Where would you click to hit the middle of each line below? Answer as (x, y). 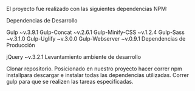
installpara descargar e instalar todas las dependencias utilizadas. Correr (98, 75)
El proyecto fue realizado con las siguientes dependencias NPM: (87, 9)
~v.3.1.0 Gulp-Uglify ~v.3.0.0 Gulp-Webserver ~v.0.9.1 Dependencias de (96, 39)
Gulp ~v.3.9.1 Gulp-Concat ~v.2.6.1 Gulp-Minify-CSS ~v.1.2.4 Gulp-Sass (96, 32)
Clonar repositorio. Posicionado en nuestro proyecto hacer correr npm (94, 69)
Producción (21, 45)
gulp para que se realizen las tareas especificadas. (70, 82)
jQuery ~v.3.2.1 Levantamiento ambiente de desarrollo (74, 57)
